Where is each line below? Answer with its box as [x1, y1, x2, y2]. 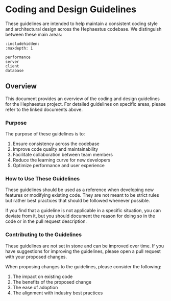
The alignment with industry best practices [12, 290, 103, 296]
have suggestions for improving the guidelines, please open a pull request [5, 248, 161, 254]
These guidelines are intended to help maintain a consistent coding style [5, 20, 158, 27]
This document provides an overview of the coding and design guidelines [5, 96, 160, 102]
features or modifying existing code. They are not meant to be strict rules [5, 192, 159, 198]
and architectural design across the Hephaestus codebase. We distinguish [5, 26, 162, 32]
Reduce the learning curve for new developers [12, 157, 111, 163]
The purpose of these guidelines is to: [5, 131, 85, 137]
